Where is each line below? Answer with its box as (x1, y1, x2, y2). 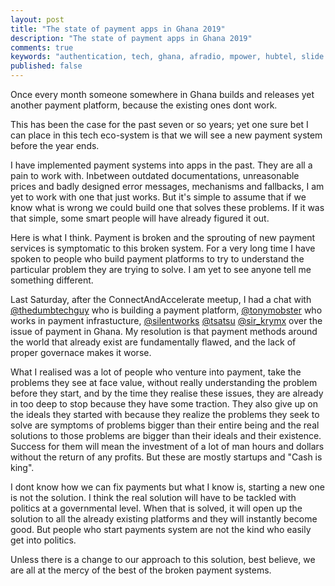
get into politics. (10, 534, 77, 546)
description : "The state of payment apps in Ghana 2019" (10, 33, 253, 43)
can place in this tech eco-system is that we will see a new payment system (10, 129, 323, 141)
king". (10, 462, 35, 473)
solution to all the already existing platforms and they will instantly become (10, 513, 318, 525)
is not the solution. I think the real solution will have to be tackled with (10, 492, 297, 503)
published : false (10, 61, 83, 71)
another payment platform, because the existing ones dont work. (10, 99, 278, 111)
